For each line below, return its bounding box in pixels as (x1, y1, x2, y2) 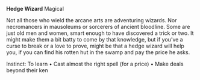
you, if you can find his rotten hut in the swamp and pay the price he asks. (6, 49, 190, 56)
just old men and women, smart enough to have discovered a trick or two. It (6, 29, 194, 37)
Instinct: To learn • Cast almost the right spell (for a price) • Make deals (6, 60, 184, 67)
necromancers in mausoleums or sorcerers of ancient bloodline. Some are (6, 23, 190, 30)
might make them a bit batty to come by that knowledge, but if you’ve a (6, 36, 183, 43)
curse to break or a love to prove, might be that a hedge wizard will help (6, 42, 185, 49)
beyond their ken (6, 67, 48, 74)
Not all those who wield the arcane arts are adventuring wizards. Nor (6, 17, 177, 23)
